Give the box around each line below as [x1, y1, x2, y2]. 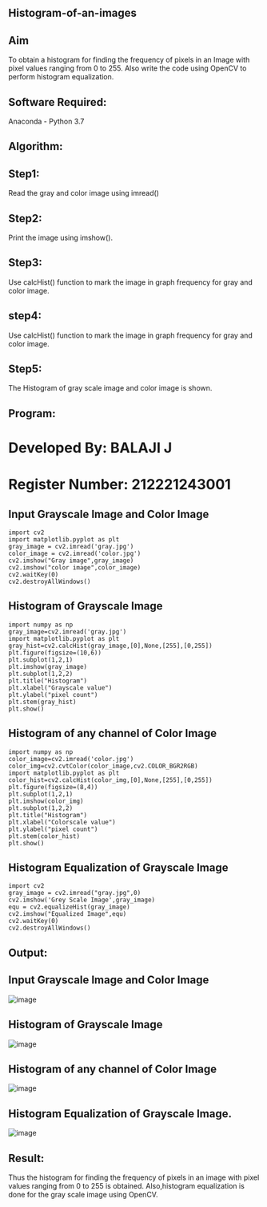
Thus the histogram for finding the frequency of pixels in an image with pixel [8, 1173, 260, 1182]
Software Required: [8, 95, 107, 109]
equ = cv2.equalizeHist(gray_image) [8, 903, 130, 911]
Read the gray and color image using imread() [8, 188, 160, 198]
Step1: [8, 167, 40, 180]
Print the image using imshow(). [8, 233, 114, 243]
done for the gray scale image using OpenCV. [8, 1189, 158, 1199]
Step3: [8, 256, 42, 269]
